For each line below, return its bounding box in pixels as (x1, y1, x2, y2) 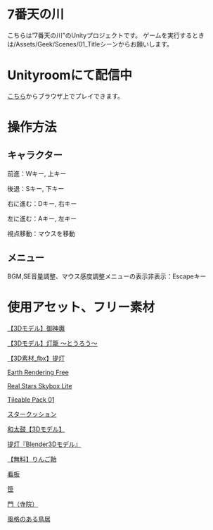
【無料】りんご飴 (7, 455, 57, 463)
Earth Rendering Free (7, 368, 69, 376)
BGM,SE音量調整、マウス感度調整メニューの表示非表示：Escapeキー (7, 272, 207, 281)
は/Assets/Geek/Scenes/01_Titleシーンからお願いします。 (7, 39, 170, 48)
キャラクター (7, 149, 63, 161)
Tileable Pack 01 (7, 395, 55, 404)
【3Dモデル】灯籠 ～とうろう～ (7, 339, 98, 347)
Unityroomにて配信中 (7, 68, 132, 83)
